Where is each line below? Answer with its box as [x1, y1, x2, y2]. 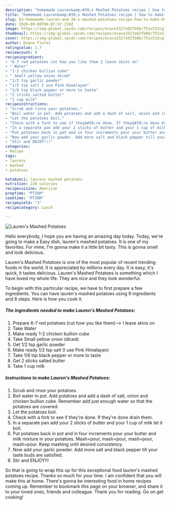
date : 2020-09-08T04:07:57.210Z [5, 21, 73, 27]
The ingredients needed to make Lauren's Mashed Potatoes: [5, 307, 136, 314]
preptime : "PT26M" [5, 191, 44, 196]
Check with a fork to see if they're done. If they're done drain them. [12, 414, 153, 420]
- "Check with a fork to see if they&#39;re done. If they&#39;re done [5, 120, 159, 126]
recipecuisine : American [5, 186, 58, 191]
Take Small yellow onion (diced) [12, 336, 79, 342]
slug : [5, 17, 17, 22]
